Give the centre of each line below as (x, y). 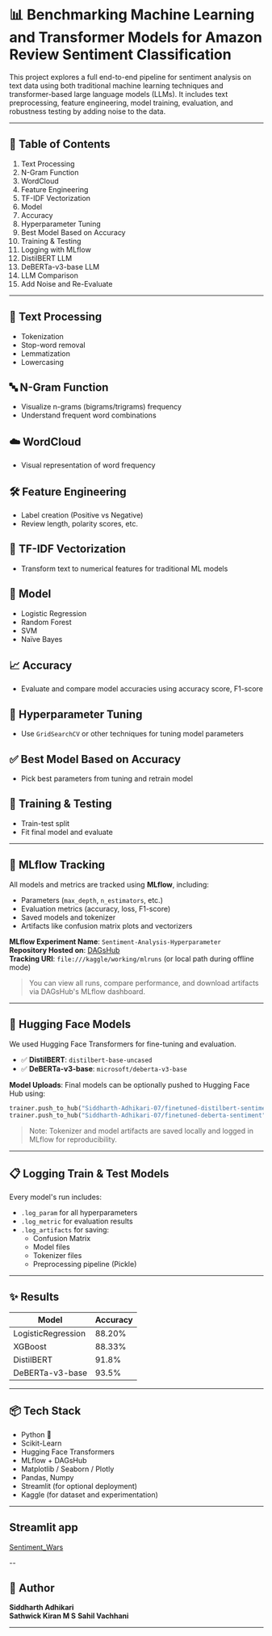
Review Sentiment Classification (121, 55)
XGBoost (30, 1346)
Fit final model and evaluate (67, 832)
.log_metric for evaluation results (77, 1221)
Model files (52, 1247)
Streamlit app (44, 1527)
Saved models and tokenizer (68, 917)
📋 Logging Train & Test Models (89, 1174)
